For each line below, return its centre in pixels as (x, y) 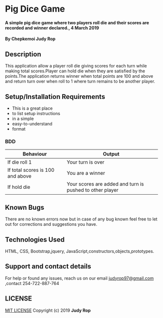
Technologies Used (35, 240)
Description (23, 54)
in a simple (23, 118)
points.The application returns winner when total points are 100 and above (79, 76)
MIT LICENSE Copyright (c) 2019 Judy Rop (48, 310)
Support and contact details (48, 266)
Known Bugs (25, 207)
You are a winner (86, 173)
